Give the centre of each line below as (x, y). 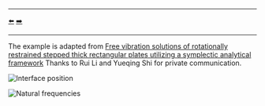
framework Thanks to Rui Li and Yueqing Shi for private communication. (125, 63)
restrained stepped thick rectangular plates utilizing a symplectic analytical (130, 55)
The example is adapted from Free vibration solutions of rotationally (118, 46)
